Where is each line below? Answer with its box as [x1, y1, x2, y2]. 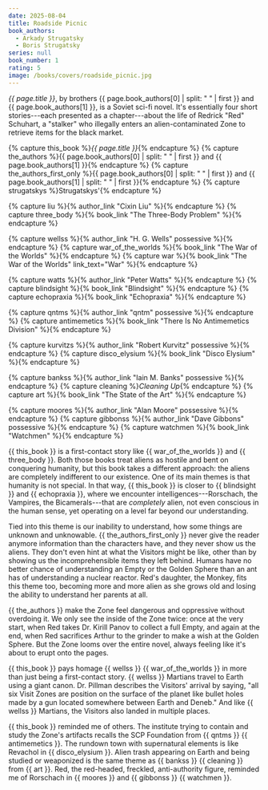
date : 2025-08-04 [8, 11, 66, 20]
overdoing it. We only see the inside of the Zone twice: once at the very [8, 614, 244, 623]
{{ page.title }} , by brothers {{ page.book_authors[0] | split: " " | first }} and [8, 93, 254, 103]
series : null [8, 49, 52, 57]
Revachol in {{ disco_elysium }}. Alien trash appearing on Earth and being [8, 747, 250, 756]
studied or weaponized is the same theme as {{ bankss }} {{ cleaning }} [8, 756, 244, 765]
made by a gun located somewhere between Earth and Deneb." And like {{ [8, 697, 254, 707]
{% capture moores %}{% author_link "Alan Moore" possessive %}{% [8, 405, 238, 415]
